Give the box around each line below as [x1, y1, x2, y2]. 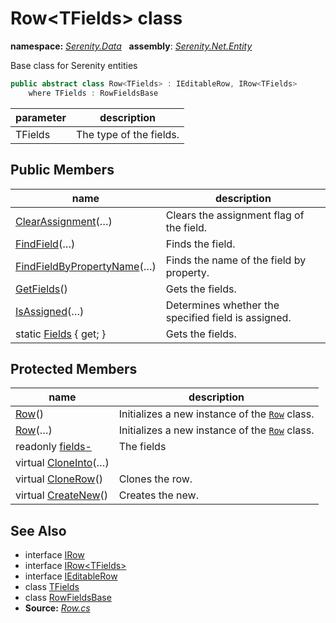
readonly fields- [15, 440, 92, 454]
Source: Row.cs [24, 602, 91, 614]
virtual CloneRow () [15, 472, 103, 486]
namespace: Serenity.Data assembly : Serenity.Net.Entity [10, 40, 253, 52]
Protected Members [10, 360, 138, 377]
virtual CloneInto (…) [15, 456, 110, 470]
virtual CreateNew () [15, 488, 109, 502]
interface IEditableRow [24, 570, 118, 582]
